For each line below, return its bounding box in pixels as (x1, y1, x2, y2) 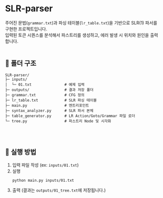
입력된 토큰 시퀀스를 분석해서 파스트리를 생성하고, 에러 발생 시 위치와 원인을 (5, 32, 149, 38)
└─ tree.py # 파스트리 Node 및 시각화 (5, 118, 111, 123)
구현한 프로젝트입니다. (5, 26, 48, 32)
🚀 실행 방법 (5, 148, 37, 156)
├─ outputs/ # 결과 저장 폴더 (5, 87, 94, 92)
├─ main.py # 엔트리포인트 (5, 103, 89, 108)
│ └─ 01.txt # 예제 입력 (5, 82, 85, 87)
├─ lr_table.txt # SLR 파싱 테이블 (5, 98, 97, 103)
